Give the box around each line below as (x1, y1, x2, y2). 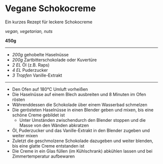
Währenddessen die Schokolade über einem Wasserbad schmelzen (12, 101, 147, 107)
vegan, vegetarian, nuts (5, 28, 53, 34)
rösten (12, 97, 25, 102)
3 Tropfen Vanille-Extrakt (12, 72, 62, 78)
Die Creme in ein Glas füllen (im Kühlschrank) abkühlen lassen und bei (12, 148, 153, 154)
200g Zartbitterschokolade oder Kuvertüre (12, 57, 97, 63)
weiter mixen (12, 132, 38, 138)
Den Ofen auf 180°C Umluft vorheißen (12, 86, 88, 92)
